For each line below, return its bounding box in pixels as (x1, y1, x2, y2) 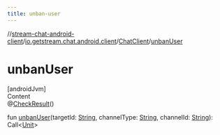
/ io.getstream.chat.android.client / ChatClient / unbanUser (22, 36, 183, 45)
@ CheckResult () (7, 99, 54, 108)
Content (7, 92, 31, 100)
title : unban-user (7, 10, 61, 17)
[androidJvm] (7, 85, 47, 93)
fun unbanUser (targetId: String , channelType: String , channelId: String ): (7, 113, 213, 121)
